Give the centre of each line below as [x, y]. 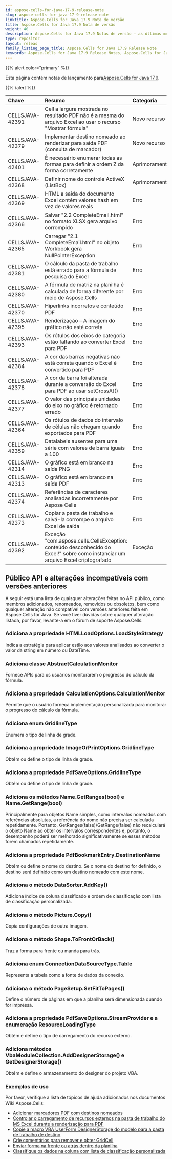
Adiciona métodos [29, 1049]
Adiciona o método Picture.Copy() [48, 915]
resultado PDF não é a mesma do [84, 115]
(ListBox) [56, 185]
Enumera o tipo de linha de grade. [41, 735]
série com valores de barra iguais [85, 448]
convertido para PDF [70, 369]
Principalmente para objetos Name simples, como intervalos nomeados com [86, 815]
